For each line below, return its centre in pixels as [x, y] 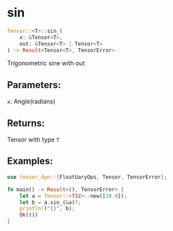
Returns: [26, 123]
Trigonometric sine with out [46, 63]
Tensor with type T [33, 140]
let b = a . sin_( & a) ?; [50, 202]
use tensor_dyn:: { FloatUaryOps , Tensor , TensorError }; [87, 177]
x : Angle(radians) [32, 102]
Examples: [30, 161]
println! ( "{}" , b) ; [47, 209]
